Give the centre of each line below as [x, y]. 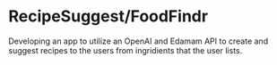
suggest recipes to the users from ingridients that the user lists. [126, 50]
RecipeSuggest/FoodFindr [108, 16]
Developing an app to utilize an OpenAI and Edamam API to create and [138, 41]
